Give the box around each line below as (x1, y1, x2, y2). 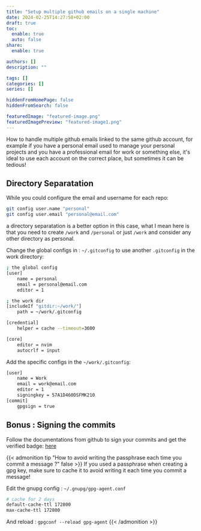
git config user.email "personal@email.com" (6, 211, 119, 218)
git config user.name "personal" (6, 206, 90, 212)
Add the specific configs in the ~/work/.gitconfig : (6, 358, 131, 365)
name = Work (17, 376, 47, 382)
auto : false (11, 37, 42, 43)
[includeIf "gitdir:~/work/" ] (6, 304, 82, 310)
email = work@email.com (17, 381, 77, 387)
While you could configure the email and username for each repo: (6, 194, 169, 202)
